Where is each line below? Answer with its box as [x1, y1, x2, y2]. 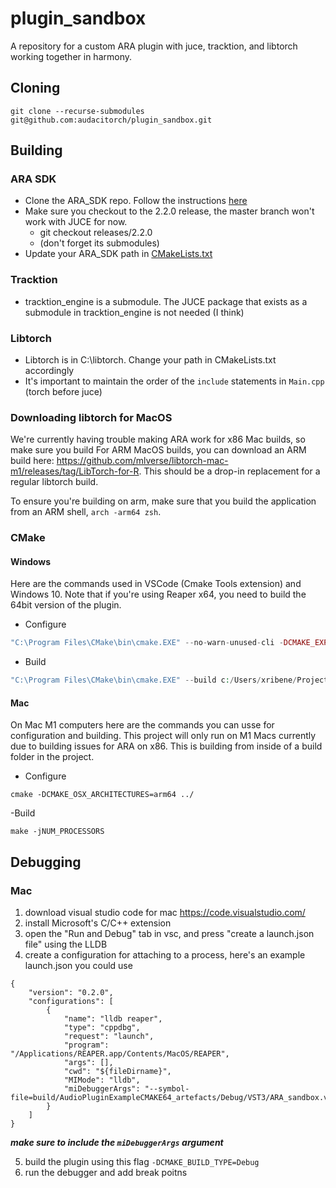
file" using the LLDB [24, 938, 108, 951]
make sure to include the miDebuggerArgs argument [10, 1137, 224, 1149]
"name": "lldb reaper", [63, 1014, 163, 1024]
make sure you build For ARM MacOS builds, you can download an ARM [10, 444, 307, 456]
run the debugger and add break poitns [24, 1167, 188, 1179]
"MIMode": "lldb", [63, 1075, 141, 1086]
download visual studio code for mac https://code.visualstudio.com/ [24, 907, 306, 919]
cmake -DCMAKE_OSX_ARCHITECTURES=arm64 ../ [10, 790, 195, 800]
